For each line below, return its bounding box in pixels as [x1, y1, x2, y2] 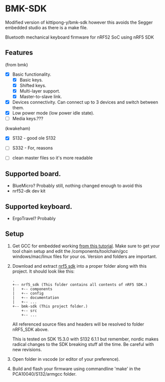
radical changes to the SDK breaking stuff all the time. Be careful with [12, 341, 154, 347]
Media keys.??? [12, 116, 43, 122]
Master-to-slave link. [19, 94, 62, 99]
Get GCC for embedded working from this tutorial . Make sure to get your [12, 243, 160, 249]
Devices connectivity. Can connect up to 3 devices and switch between [12, 99, 159, 105]
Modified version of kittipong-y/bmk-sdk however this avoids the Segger [5, 19, 153, 25]
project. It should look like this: [12, 268, 75, 274]
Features [5, 48, 33, 57]
